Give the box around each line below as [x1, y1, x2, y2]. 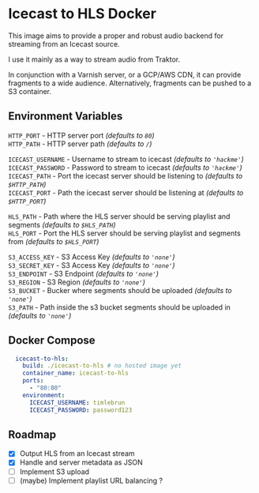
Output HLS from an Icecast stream [19, 449, 136, 458]
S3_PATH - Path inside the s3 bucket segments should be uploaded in [8, 302, 231, 312]
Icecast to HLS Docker [8, 5, 156, 23]
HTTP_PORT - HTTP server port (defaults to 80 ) [8, 130, 155, 140]
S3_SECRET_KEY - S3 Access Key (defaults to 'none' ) [8, 260, 175, 269]
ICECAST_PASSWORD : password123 [28, 406, 133, 414]
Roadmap [8, 427, 57, 441]
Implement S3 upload [19, 467, 89, 476]
